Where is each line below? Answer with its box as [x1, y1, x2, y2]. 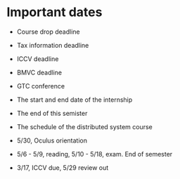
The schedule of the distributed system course [16, 122, 153, 131]
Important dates [6, 4, 103, 20]
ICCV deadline [16, 54, 59, 63]
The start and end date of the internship [16, 95, 133, 104]
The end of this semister [16, 109, 88, 117]
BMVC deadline [16, 68, 63, 77]
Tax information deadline [16, 41, 89, 49]
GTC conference [16, 81, 65, 90]
